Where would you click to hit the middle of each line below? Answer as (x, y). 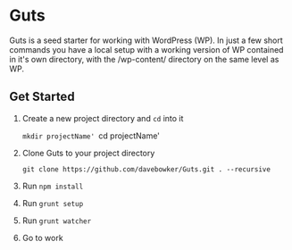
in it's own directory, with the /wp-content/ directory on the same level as (144, 59)
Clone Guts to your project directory (88, 153)
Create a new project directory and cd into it (103, 118)
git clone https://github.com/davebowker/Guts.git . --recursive (146, 169)
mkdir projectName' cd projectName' (91, 136)
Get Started (42, 97)
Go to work (43, 237)
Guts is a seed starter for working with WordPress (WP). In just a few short (146, 40)
